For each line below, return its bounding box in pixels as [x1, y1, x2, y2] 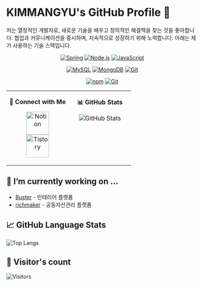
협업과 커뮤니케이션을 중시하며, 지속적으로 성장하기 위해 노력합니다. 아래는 [14, 34, 190, 42]
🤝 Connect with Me [9, 97, 66, 106]
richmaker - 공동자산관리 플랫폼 [15, 201, 92, 208]
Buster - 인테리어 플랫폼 [15, 193, 73, 200]
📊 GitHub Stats [77, 98, 123, 106]
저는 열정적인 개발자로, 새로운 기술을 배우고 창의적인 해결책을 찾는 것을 [6, 26, 173, 34]
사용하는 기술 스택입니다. [12, 42, 72, 49]
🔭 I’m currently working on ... [6, 177, 119, 187]
